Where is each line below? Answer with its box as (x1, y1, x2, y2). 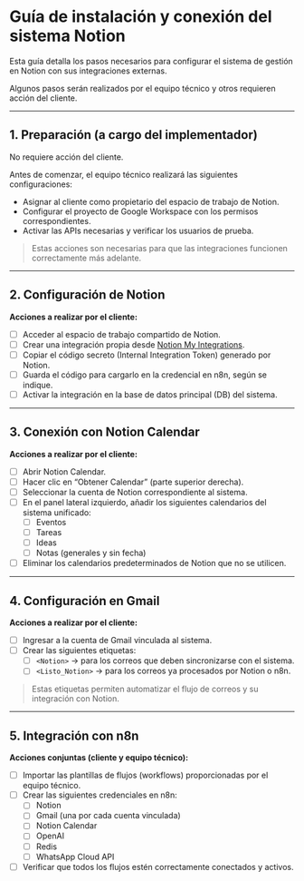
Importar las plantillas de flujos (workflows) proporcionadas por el (22, 769, 269, 781)
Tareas (35, 527, 62, 537)
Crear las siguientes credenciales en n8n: (22, 789, 178, 800)
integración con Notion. (31, 693, 119, 704)
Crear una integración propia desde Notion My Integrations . (22, 338, 245, 350)
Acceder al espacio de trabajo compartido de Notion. (22, 328, 222, 339)
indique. (22, 379, 53, 390)
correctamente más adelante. (31, 252, 142, 263)
